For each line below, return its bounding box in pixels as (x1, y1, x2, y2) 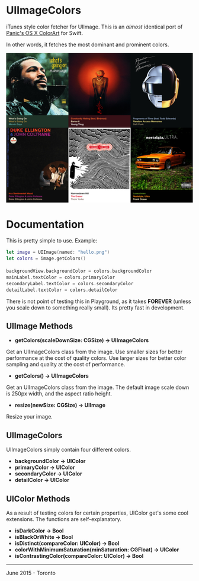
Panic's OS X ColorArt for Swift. (6, 29, 84, 36)
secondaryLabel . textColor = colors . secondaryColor (6, 280, 134, 286)
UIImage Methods (6, 321, 73, 331)
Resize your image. (6, 413, 53, 420)
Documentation (6, 218, 85, 231)
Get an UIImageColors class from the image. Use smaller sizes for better (6, 348, 182, 356)
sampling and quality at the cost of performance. (6, 361, 126, 368)
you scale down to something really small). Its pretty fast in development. (6, 304, 185, 311)
